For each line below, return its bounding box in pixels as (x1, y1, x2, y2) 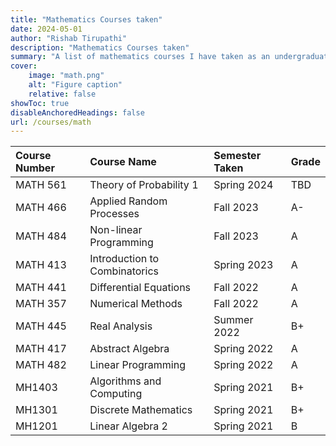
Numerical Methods (89, 297, 183, 311)
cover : (10, 61, 38, 71)
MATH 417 (15, 342, 67, 356)
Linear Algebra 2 (89, 419, 168, 433)
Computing (89, 387, 143, 401)
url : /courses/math (10, 117, 92, 127)
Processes (89, 207, 140, 221)
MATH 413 (15, 258, 67, 272)
